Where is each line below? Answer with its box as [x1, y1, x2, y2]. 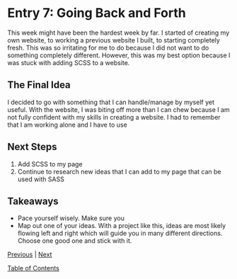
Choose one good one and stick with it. [17, 237, 132, 245]
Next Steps [7, 141, 57, 153]
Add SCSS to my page [17, 159, 83, 168]
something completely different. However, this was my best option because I [7, 51, 231, 59]
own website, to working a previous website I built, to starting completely [7, 35, 221, 44]
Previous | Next [7, 250, 52, 259]
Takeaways [7, 195, 59, 207]
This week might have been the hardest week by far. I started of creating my [7, 28, 230, 37]
